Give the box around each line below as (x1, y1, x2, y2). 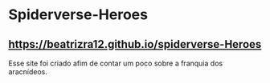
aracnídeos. (8, 67, 48, 77)
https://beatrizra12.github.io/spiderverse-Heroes (8, 38, 262, 51)
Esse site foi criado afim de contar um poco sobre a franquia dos (8, 58, 223, 68)
